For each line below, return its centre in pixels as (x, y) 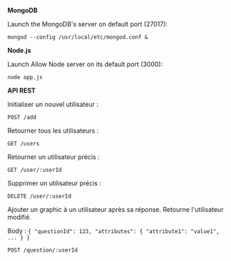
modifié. (20, 217)
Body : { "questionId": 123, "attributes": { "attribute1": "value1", (113, 231)
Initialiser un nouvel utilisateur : (53, 104)
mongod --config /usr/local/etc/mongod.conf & (78, 37)
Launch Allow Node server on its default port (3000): (85, 64)
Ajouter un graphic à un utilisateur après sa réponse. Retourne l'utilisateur (115, 209)
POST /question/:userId (43, 250)
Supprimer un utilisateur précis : (55, 183)
